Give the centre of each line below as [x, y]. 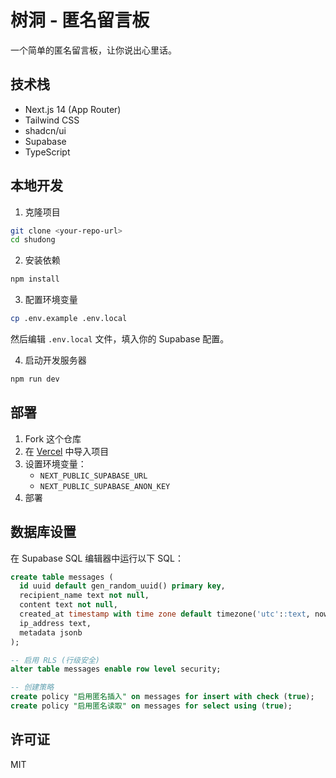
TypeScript [47, 152]
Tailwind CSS [52, 120]
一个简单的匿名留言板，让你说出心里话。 [93, 50]
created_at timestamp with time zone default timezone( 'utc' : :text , [165, 614]
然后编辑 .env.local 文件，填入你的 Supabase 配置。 [120, 339]
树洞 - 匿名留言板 [80, 20]
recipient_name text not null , [84, 596]
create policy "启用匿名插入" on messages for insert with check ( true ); [162, 697]
